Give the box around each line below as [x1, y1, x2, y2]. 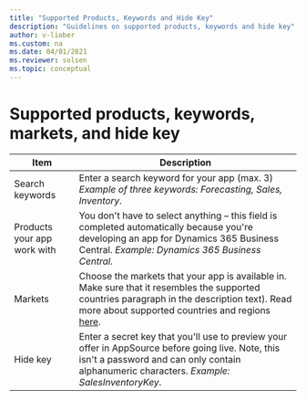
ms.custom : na [9, 38, 64, 48]
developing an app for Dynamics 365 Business [78, 232, 280, 245]
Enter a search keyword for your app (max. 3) [78, 171, 273, 184]
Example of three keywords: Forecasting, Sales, [78, 183, 283, 195]
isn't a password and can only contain [78, 353, 241, 365]
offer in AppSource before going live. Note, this [78, 342, 280, 354]
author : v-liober [9, 30, 76, 39]
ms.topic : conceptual [9, 65, 92, 74]
